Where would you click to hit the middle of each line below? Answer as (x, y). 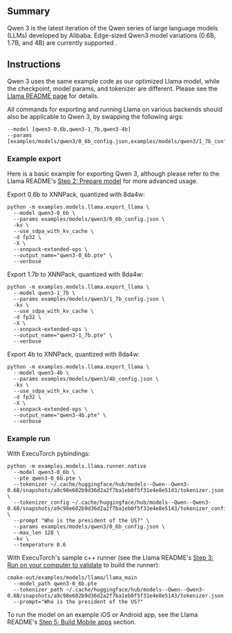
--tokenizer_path (38, 590)
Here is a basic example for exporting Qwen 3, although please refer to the (113, 173)
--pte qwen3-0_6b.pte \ (47, 479)
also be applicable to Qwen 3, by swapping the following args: (96, 116)
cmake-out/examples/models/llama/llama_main (72, 578)
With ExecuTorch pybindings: (49, 454)
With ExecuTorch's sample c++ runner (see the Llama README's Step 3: (110, 558)
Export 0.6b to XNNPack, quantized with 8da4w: (76, 194)
